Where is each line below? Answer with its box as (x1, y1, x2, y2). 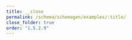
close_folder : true (6, 19, 55, 25)
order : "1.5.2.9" (6, 25, 49, 31)
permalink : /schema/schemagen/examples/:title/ (6, 14, 127, 20)
